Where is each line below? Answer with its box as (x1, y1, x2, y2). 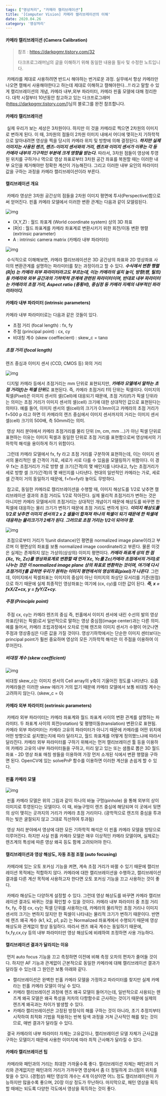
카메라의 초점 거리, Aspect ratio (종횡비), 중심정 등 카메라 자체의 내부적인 (10, 281, 151, 287)
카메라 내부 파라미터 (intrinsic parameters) (5, 300, 91, 306)
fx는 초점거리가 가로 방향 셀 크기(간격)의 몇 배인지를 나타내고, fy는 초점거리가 (10, 463, 159, 469)
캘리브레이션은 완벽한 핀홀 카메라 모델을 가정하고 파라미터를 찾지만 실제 (12, 976, 150, 983)
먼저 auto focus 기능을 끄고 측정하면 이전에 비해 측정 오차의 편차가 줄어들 (6, 953, 148, 959)
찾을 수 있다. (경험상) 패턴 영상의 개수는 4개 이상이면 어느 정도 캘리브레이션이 (5, 1073, 154, 1079)
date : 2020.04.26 (5, 16, 41, 21)
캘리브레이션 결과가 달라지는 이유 (5, 942, 69, 948)
